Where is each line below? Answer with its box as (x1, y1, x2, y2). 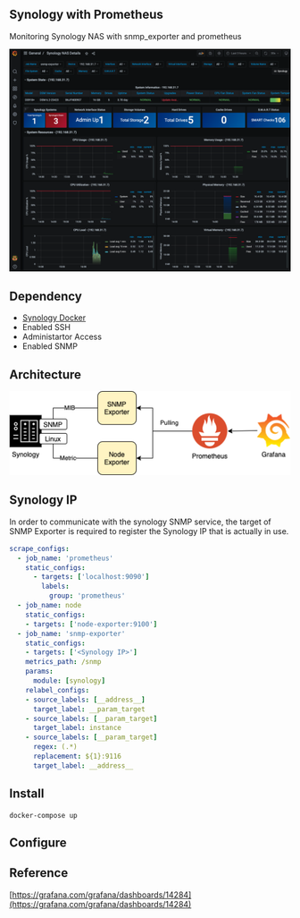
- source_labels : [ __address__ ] (25, 695, 146, 704)
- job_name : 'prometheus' (17, 554, 114, 563)
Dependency (9, 288, 82, 303)
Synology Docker (21, 312, 87, 323)
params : (25, 667, 54, 676)
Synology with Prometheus (9, 7, 163, 22)
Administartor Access (21, 331, 103, 343)
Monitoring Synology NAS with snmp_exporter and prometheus (9, 30, 243, 41)
